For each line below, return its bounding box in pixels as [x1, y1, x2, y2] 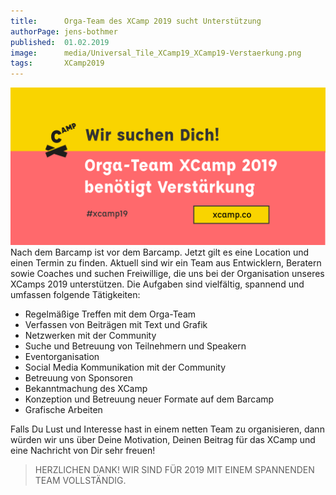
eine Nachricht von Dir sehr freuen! [10, 445, 156, 457]
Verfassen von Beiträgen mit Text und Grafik [24, 319, 208, 331]
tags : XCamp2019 [10, 58, 105, 69]
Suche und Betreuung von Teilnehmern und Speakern [24, 340, 247, 352]
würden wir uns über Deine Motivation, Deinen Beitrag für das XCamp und [10, 434, 316, 446]
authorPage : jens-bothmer [10, 26, 118, 37]
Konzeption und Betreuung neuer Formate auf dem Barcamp [24, 393, 275, 405]
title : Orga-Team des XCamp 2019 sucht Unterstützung [10, 16, 262, 26]
